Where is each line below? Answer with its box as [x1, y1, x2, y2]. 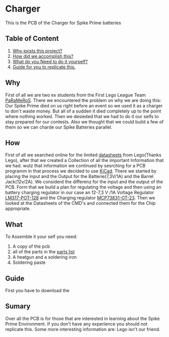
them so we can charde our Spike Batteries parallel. [5, 124, 112, 130]
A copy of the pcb [12, 243, 50, 250]
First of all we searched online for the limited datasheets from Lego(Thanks [5, 152, 161, 158]
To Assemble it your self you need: [5, 234, 78, 240]
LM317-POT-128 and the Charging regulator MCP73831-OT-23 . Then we [5, 195, 155, 201]
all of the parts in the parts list [12, 249, 75, 255]
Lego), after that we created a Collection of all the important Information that [5, 157, 164, 163]
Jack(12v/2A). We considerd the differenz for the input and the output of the [5, 179, 163, 185]
